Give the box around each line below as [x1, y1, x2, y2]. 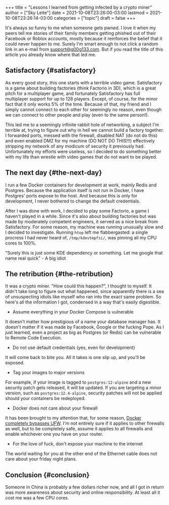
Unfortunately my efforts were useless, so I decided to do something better [5, 148, 161, 155]
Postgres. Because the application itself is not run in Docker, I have [5, 187, 144, 193]
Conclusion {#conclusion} [5, 471, 90, 479]
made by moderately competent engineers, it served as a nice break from [5, 218, 158, 224]
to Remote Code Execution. [5, 335, 62, 341]
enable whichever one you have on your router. [5, 431, 103, 437]
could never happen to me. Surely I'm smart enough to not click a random [5, 41, 158, 47]
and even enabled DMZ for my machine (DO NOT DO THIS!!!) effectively [5, 137, 155, 143]
